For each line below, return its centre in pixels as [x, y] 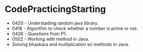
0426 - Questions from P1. [40, 33]
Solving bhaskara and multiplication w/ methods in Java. [70, 44]
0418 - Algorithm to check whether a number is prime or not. [75, 28]
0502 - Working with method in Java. [51, 39]
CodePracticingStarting [55, 9]
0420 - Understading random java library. [55, 23]
